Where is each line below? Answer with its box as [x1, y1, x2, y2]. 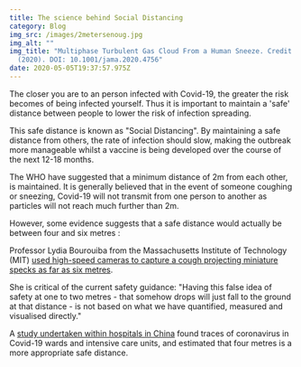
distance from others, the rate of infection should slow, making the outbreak [9, 135, 291, 146]
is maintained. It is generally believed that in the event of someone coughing [9, 181, 293, 192]
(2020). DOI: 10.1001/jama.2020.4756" [17, 55, 164, 64]
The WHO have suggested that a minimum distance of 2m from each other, [9, 171, 288, 182]
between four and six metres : [9, 227, 121, 238]
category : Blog [9, 22, 67, 31]
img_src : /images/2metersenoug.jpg [9, 30, 143, 39]
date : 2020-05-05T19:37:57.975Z [9, 64, 131, 73]
